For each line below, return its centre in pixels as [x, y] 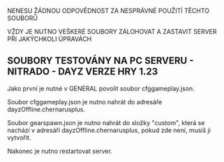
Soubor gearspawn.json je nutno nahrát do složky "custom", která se [106, 122]
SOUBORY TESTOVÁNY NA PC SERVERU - [100, 61]
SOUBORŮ [23, 18]
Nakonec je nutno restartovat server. [60, 151]
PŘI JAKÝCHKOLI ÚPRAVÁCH [50, 39]
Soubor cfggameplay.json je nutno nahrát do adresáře [85, 102]
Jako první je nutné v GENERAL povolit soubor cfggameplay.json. [101, 88]
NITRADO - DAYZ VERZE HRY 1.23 [83, 72]
